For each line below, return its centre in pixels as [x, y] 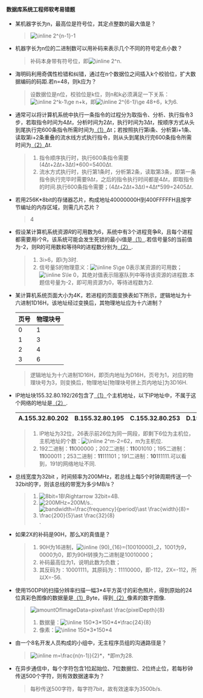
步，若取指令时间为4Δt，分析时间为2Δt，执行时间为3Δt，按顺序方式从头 [105, 122]
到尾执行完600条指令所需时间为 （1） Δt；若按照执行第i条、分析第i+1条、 [105, 130]
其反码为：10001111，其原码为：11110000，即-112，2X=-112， [115, 570]
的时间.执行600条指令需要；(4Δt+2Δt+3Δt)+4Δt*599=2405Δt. [116, 187]
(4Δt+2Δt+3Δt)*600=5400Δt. [76, 165]
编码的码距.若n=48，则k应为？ [58, 82]
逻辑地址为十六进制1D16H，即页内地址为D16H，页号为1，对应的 [109, 375]
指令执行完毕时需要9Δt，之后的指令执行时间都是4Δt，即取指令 [117, 179]
